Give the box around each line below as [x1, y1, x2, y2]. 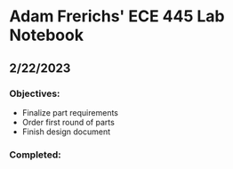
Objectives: [9, 87, 60, 100]
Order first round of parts [21, 117, 116, 127]
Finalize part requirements [21, 107, 118, 117]
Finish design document [21, 126, 111, 137]
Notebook [9, 25, 84, 45]
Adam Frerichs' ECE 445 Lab [9, 6, 225, 27]
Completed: [9, 149, 61, 161]
